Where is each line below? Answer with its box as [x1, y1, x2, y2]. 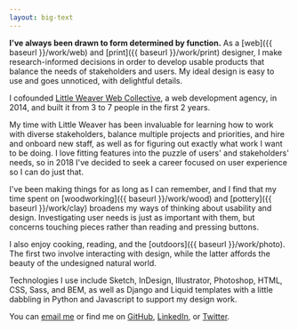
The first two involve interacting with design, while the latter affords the [9, 248, 271, 259]
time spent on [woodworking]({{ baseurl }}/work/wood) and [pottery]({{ [9, 193, 272, 204]
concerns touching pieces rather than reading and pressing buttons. [9, 221, 260, 232]
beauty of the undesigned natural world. [9, 257, 157, 268]
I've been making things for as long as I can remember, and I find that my [9, 183, 278, 194]
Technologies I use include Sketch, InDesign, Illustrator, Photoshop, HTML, [9, 275, 283, 286]
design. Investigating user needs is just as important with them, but [9, 212, 255, 222]
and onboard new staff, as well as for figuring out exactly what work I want [9, 138, 283, 149]
